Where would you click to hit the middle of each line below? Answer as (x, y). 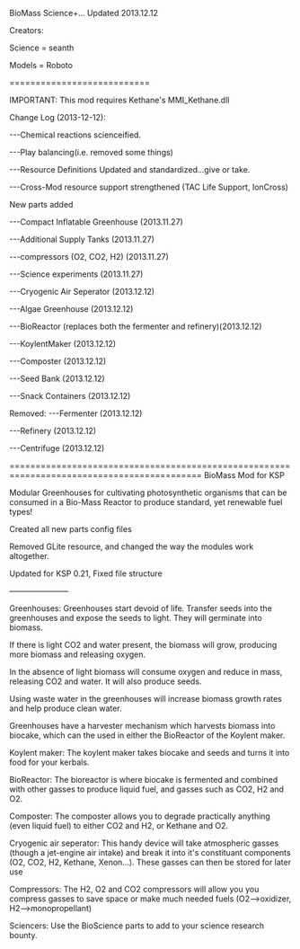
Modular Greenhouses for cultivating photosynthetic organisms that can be (148, 492)
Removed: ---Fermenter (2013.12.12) (76, 413)
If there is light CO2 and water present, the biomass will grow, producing (143, 645)
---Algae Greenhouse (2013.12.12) (71, 309)
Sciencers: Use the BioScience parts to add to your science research (137, 926)
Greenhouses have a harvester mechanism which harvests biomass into (142, 726)
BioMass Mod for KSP (244, 475)
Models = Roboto (41, 65)
